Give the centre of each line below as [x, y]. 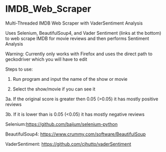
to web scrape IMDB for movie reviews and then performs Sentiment [77, 38]
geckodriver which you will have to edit [46, 59]
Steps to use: [19, 69]
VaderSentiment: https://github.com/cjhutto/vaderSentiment [68, 144]
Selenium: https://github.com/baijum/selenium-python [62, 124]
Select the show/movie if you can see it [54, 89]
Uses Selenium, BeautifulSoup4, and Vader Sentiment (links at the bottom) [83, 33]
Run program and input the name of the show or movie [70, 79]
